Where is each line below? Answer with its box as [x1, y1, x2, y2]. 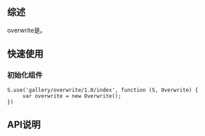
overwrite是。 [7, 26, 47, 34]
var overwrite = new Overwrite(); [22, 92, 122, 100]
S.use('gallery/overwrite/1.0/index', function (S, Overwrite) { [7, 87, 198, 93]
